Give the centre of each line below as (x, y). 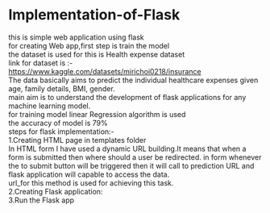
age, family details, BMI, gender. (62, 88)
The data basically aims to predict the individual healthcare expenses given (133, 80)
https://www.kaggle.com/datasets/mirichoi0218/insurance (105, 71)
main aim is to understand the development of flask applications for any (127, 97)
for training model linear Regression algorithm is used (97, 114)
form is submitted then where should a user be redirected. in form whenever (135, 157)
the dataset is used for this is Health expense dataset (97, 54)
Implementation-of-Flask (94, 15)
